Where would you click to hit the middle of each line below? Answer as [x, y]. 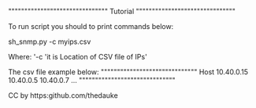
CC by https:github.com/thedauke [63, 95]
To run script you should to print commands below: [91, 26]
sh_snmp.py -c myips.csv [50, 41]
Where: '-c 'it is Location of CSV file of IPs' [78, 57]
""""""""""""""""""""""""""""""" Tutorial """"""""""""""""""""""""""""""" [122, 11]
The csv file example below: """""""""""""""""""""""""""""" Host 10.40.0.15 [128, 72]
